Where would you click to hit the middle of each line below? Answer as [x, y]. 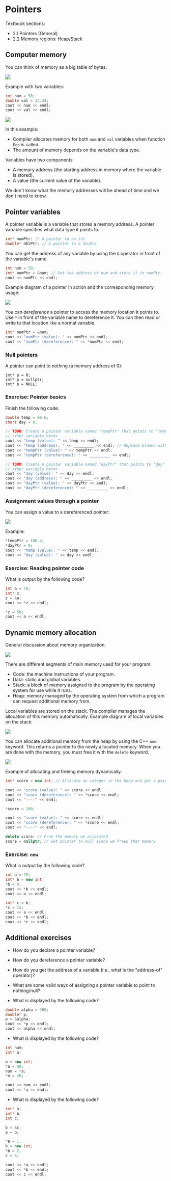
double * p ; [17, 1014]
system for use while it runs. [42, 690]
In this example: [22, 129]
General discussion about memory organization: [55, 645]
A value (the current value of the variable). [57, 181]
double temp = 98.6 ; [27, 417]
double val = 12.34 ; [27, 100]
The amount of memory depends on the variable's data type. [77, 150]
